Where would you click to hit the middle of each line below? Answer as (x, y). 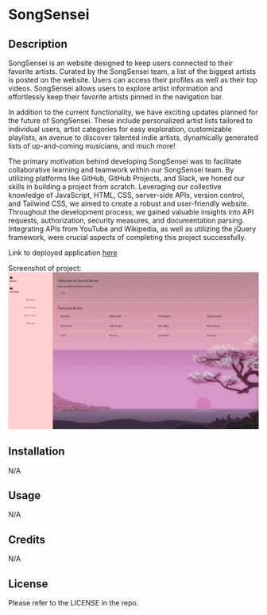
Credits (27, 539)
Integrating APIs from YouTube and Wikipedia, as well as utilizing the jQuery (132, 229)
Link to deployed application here (63, 253)
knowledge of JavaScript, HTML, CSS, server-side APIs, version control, (126, 195)
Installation (37, 452)
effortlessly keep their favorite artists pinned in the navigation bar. (116, 97)
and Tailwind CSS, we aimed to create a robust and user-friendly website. (129, 203)
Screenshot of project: (45, 268)
